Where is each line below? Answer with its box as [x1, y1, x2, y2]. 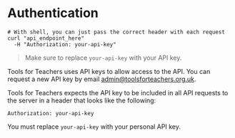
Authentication [7, 5, 99, 21]
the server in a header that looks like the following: [7, 96, 156, 105]
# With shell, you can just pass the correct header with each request [7, 28, 225, 36]
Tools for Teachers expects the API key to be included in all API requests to [7, 88, 229, 97]
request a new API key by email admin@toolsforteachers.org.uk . [7, 75, 196, 83]
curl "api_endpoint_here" [7, 34, 84, 42]
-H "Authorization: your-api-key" [14, 41, 116, 48]
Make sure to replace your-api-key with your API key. [24, 53, 182, 62]
